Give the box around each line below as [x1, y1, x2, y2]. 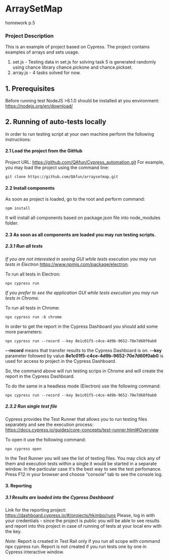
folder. [5, 220, 19, 226]
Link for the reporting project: [5, 507, 67, 513]
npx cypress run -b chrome [5, 314, 62, 319]
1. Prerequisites [5, 84, 55, 93]
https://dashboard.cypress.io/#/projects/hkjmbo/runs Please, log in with [5, 513, 155, 519]
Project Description [5, 32, 54, 39]
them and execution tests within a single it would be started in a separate [5, 460, 157, 467]
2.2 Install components [5, 185, 54, 191]
